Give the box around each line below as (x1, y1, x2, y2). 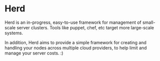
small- (142, 19, 156, 25)
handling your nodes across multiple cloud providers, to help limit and (4, 45, 147, 51)
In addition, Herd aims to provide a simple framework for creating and (4, 39, 147, 45)
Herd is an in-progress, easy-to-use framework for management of (4, 19, 142, 25)
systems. (4, 30, 23, 36)
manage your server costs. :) (4, 50, 64, 56)
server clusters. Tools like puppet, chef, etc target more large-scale (16, 24, 154, 30)
